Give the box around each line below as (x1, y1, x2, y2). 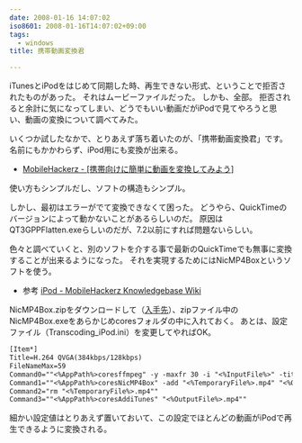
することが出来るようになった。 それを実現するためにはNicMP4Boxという (9, 255, 284, 266)
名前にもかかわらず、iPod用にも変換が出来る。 (9, 145, 182, 156)
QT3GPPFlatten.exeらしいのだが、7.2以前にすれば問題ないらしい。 (9, 224, 258, 235)
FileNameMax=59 (9, 361, 67, 370)
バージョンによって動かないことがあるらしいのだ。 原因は (9, 213, 224, 224)
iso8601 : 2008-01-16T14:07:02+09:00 (9, 22, 147, 31)
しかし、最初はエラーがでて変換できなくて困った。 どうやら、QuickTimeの (9, 202, 288, 212)
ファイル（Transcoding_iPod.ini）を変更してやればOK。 (9, 327, 217, 338)
